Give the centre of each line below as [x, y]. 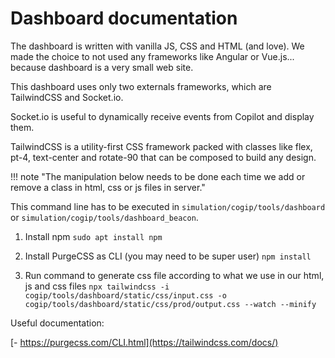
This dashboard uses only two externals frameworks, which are [141, 86]
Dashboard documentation [124, 18]
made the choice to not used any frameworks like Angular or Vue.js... [152, 56]
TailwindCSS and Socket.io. [67, 97]
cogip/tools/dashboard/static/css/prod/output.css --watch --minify [170, 304]
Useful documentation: [57, 323]
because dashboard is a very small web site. [102, 67]
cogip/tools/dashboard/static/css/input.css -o [125, 295]
